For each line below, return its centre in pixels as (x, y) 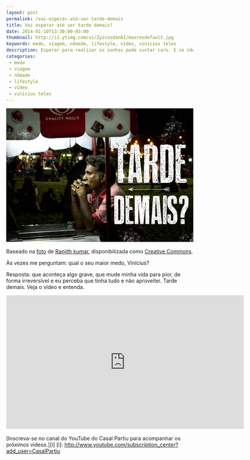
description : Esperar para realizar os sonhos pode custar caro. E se (95, 50)
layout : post (22, 12)
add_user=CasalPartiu (33, 451)
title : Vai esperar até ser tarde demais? (59, 25)
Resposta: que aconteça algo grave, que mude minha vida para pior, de (94, 274)
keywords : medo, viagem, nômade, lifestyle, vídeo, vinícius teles (91, 44)
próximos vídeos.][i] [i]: (35, 445)
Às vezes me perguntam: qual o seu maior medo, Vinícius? (78, 263)
